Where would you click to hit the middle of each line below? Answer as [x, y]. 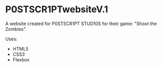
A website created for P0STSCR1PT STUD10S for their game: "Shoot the [81, 24]
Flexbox [21, 59]
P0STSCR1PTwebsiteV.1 [57, 9]
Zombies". [16, 29]
